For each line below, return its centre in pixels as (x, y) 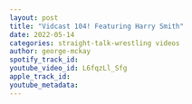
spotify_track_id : (44, 60)
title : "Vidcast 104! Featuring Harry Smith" (96, 26)
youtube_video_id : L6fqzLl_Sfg (68, 69)
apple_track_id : (40, 77)
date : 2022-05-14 (42, 34)
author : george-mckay (50, 52)
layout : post (34, 18)
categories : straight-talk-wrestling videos (95, 43)
